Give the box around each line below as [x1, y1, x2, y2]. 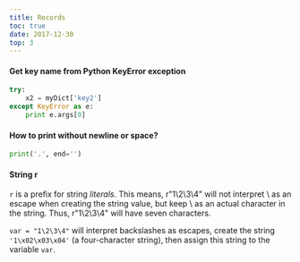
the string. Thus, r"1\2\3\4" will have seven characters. [9, 207, 211, 219]
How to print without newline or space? [9, 130, 159, 140]
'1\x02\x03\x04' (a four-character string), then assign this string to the [9, 234, 270, 246]
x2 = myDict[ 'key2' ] [25, 94, 102, 103]
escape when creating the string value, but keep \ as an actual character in [9, 199, 286, 209]
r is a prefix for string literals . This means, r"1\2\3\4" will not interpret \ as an [9, 189, 292, 199]
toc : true [9, 21, 47, 30]
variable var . [9, 244, 56, 255]
